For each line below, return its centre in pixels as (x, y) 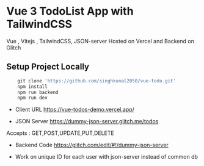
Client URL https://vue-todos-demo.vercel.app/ (75, 110)
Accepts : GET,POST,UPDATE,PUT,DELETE (60, 133)
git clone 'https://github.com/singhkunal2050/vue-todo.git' (97, 81)
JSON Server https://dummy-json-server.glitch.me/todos (87, 121)
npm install (32, 87)
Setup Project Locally (48, 67)
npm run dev (32, 98)
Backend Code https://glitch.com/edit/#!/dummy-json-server (92, 145)
